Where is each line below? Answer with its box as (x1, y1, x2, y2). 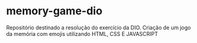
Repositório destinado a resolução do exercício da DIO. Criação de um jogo (6, 24, 191, 31)
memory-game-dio (6, 4, 103, 18)
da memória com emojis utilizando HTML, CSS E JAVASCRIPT (6, 30, 158, 37)
